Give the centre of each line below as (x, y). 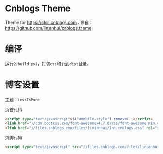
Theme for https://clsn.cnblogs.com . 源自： (49, 22)
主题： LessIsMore (22, 99)
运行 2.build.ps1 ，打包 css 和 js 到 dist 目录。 (48, 63)
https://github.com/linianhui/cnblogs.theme (48, 28)
